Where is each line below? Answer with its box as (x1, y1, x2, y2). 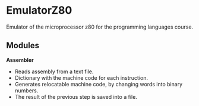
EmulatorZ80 (6, 4, 72, 17)
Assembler (6, 56, 34, 63)
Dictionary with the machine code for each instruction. (14, 74, 149, 81)
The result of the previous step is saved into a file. (14, 93, 138, 100)
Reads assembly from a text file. (14, 68, 94, 75)
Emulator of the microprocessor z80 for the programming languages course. (6, 23, 194, 30)
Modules (6, 40, 40, 51)
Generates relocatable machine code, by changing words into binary (14, 80, 183, 88)
